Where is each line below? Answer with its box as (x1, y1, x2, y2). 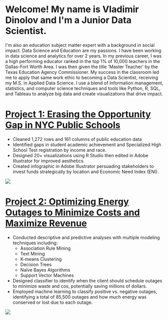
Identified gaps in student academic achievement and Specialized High (12, 141, 161, 148)
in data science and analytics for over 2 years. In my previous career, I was (5, 52, 162, 59)
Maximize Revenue (5, 218, 87, 229)
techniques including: (12, 240, 58, 246)
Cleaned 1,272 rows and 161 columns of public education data (12, 136, 142, 142)
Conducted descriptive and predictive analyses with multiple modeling (12, 234, 160, 240)
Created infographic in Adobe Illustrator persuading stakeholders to (12, 163, 154, 169)
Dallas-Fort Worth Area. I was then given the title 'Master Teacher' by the (5, 64, 158, 70)
